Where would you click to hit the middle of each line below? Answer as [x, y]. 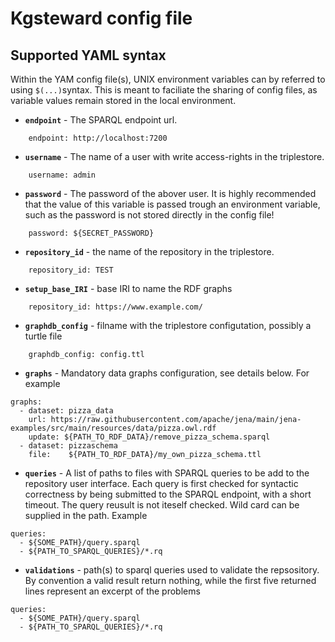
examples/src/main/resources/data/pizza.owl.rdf [113, 428]
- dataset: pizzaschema [68, 446]
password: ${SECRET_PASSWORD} [91, 233]
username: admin [62, 175]
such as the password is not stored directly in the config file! [149, 215]
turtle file [43, 336]
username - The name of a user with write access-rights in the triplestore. [174, 156]
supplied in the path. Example [86, 515]
